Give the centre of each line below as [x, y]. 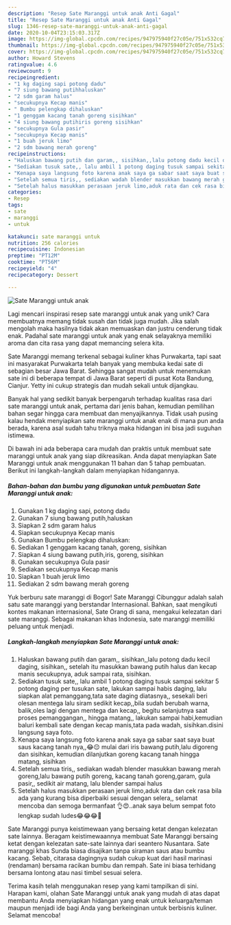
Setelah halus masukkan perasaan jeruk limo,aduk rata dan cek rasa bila [120, 790]
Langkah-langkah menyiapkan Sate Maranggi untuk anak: [94, 642]
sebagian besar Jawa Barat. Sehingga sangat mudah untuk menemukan [109, 371]
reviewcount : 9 [29, 71]
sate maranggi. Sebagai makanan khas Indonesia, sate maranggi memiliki [111, 619]
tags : [15, 205]
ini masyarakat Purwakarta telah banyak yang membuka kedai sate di [106, 363]
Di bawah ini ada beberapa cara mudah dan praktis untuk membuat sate [110, 448]
